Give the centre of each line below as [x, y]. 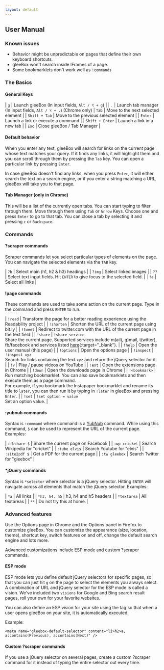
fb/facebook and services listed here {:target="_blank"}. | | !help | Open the [81, 345]
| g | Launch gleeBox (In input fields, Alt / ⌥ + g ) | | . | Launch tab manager [82, 105]
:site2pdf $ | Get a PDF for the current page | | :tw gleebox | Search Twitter [82, 454]
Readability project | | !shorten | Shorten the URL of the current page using [81, 324]
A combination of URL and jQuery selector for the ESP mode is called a [77, 588]
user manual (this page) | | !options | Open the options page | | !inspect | [79, 350]
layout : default [22, 10]
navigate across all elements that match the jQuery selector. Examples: [76, 486]
